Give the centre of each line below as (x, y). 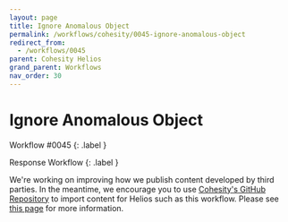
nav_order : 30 (36, 76)
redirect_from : (38, 43)
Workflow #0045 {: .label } (58, 145)
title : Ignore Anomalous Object (69, 26)
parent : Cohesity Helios (55, 59)
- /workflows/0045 (52, 51)
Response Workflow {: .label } (64, 162)
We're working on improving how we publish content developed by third (142, 179)
